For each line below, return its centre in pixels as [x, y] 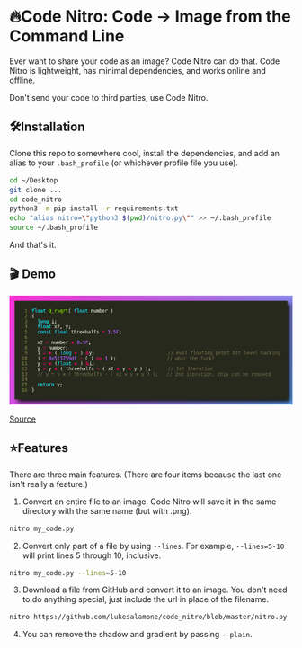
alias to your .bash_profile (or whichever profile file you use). [124, 163]
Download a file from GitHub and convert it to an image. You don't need [155, 590]
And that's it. [33, 245]
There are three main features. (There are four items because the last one [146, 475]
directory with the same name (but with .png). [107, 510]
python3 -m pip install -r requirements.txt [94, 209]
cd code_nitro [36, 200]
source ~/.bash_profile [54, 228]
